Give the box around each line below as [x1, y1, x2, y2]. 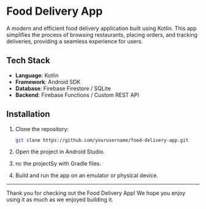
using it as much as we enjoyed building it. [6, 196, 113, 203]
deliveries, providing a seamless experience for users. [6, 37, 143, 45]
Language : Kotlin [15, 72, 59, 79]
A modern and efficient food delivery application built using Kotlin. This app [6, 25, 197, 32]
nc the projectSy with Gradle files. [15, 160, 101, 167]
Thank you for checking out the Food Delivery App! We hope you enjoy [6, 189, 186, 197]
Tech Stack [6, 55, 50, 66]
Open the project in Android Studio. [15, 148, 105, 156]
